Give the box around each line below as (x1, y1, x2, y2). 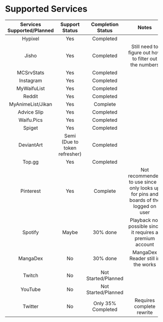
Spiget (23, 124, 38, 131)
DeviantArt (18, 141, 43, 148)
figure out (128, 49, 150, 56)
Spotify (22, 229, 39, 236)
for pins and (130, 190, 159, 197)
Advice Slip (17, 108, 44, 115)
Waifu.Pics (18, 117, 43, 123)
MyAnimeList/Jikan (9, 101, 52, 107)
